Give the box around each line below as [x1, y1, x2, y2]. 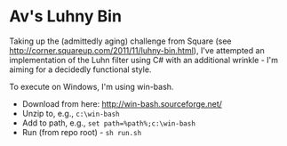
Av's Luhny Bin [9, 6, 123, 27]
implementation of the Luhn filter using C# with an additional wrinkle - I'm [9, 54, 278, 65]
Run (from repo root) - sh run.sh [21, 126, 142, 137]
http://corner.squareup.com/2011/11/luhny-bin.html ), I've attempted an [9, 45, 265, 55]
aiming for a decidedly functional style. [9, 64, 152, 75]
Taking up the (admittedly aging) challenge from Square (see [9, 36, 232, 46]
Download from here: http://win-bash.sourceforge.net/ [21, 98, 222, 109]
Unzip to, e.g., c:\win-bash [21, 108, 120, 118]
